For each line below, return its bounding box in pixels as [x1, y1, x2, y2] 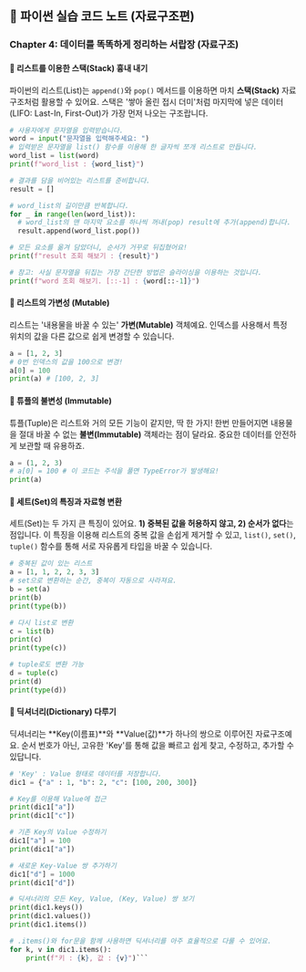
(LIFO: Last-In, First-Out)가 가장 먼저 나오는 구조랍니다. [9, 108, 209, 119]
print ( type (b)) [9, 601, 67, 611]
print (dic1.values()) [9, 912, 92, 921]
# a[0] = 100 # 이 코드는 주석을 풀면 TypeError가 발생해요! [9, 466, 219, 476]
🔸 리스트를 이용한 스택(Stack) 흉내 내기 [9, 62, 148, 73]
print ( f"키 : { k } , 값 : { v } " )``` [25, 953, 148, 963]
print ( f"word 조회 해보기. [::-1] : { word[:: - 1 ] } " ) [9, 277, 200, 286]
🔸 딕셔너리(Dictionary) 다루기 [9, 706, 117, 717]
